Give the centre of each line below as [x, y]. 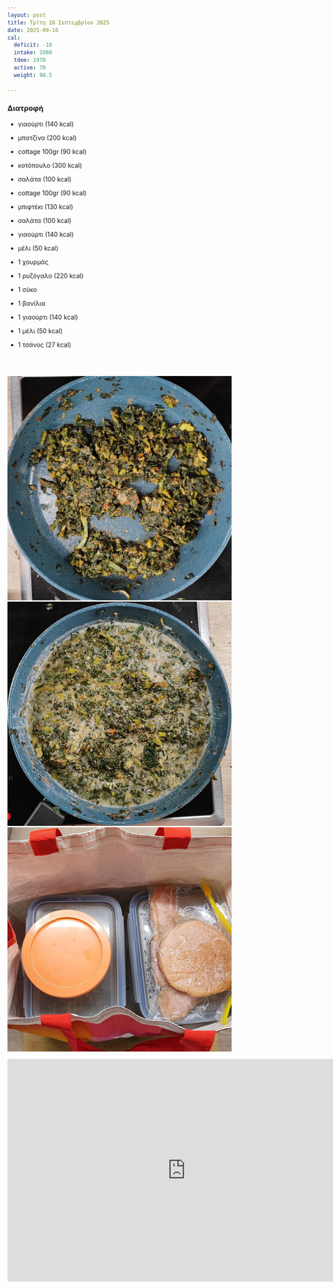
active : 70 [30, 68]
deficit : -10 [33, 45]
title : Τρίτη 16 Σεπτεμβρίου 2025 [59, 22]
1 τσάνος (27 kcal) [44, 345]
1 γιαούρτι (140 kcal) [48, 317]
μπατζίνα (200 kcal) [47, 137]
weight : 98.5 [33, 75]
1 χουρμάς [33, 262]
